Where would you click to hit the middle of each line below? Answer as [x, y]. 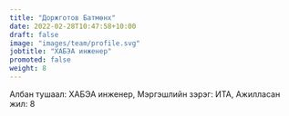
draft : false [34, 34]
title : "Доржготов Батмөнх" [63, 18]
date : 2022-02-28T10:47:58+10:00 [73, 26]
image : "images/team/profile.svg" [75, 43]
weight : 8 [28, 69]
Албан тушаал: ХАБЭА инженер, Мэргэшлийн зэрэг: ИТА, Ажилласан [145, 94]
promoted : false [40, 60]
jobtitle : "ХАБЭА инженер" [61, 52]
